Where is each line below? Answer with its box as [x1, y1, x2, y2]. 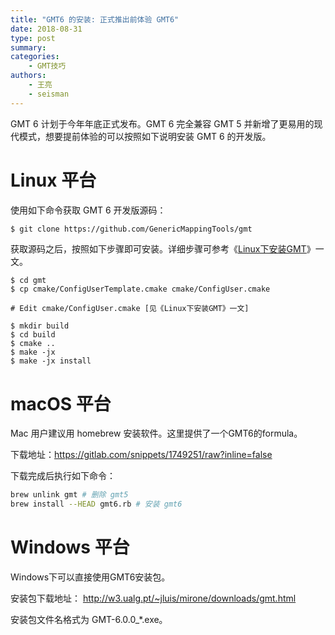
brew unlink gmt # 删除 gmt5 [10, 490, 129, 500]
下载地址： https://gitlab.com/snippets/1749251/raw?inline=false [10, 449, 273, 461]
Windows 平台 [10, 536, 130, 559]
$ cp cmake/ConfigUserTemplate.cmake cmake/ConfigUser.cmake [10, 284, 271, 295]
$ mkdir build [10, 321, 70, 331]
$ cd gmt [10, 276, 47, 286]
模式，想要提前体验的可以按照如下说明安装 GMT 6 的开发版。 [18, 130, 272, 142]
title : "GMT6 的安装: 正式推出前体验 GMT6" [10, 14, 180, 25]
